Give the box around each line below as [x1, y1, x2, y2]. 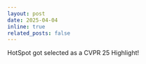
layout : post [7, 10, 46, 17]
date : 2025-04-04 [7, 17, 58, 24]
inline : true [7, 23, 46, 30]
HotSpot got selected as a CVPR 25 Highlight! [7, 49, 140, 57]
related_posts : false [7, 29, 71, 37]
